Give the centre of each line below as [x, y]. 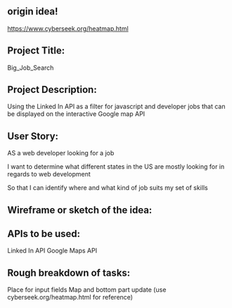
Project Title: [36, 51]
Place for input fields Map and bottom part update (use [87, 290]
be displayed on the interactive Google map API [76, 114]
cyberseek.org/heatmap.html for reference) [70, 297]
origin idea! [33, 12]
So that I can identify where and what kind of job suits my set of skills [108, 188]
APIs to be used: [44, 234]
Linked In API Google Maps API [52, 251]
